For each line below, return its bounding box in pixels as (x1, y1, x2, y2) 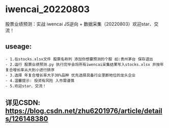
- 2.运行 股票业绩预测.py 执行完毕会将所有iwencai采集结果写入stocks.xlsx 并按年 (5, 62, 164, 67)
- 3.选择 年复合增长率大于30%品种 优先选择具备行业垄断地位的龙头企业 (5, 72, 136, 78)
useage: (5, 42, 32, 51)
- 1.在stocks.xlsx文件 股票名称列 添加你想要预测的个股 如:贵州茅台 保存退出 (5, 57, 154, 62)
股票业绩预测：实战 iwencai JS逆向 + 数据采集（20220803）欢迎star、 (5, 21, 154, 27)
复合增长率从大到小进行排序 (5, 67, 55, 72)
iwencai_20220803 (5, 4, 90, 15)
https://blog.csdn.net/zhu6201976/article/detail (5, 107, 163, 115)
